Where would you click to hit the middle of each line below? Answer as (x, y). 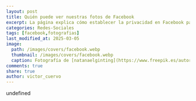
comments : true (24, 66)
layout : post (22, 11)
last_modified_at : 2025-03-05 (43, 39)
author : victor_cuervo (34, 76)
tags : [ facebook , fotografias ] (43, 33)
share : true (20, 71)
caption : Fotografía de (40, 60)
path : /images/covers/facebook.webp (56, 50)
